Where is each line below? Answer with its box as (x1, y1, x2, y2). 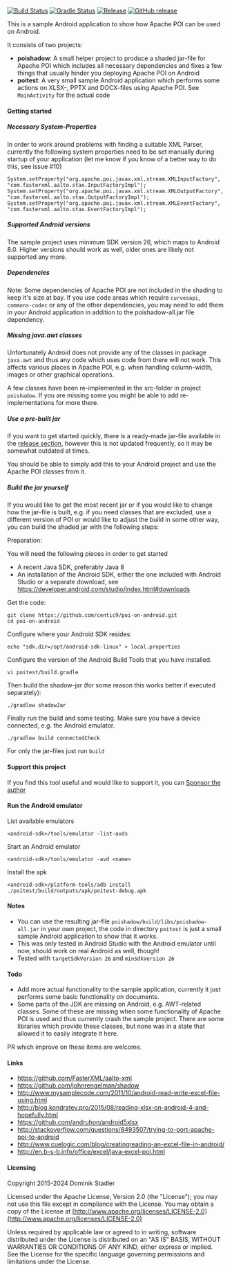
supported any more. (7, 253, 67, 261)
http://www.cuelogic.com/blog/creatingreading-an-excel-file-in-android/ (17, 1140, 225, 1148)
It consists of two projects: (7, 41, 83, 48)
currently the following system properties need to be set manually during (7, 147, 215, 156)
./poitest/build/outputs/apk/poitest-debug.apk (7, 887, 147, 894)
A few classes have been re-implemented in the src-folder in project (7, 384, 202, 393)
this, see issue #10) (7, 162, 62, 170)
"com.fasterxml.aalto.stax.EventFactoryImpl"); (7, 206, 147, 213)
